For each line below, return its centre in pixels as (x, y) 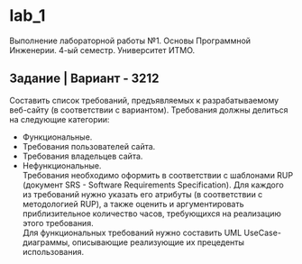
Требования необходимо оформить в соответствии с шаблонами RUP (158, 175)
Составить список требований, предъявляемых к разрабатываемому (144, 100)
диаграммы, (46, 242)
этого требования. (58, 223)
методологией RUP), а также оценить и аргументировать (133, 204)
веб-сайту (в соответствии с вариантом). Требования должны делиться (149, 110)
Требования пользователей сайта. (89, 146)
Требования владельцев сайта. (82, 156)
